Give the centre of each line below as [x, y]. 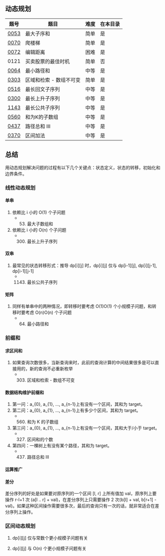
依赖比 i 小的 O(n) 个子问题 [39, 230]
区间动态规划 [20, 526]
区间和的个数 [40, 439]
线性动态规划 [20, 188]
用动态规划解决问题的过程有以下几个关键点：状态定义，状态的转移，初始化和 [83, 168]
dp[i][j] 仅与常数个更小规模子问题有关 [50, 538]
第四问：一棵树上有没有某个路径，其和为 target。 [62, 446]
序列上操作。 [22, 512]
